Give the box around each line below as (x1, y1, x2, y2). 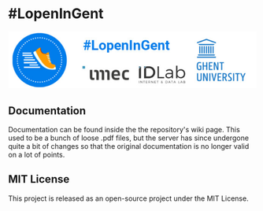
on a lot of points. (8, 150, 65, 160)
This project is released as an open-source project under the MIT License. (8, 194, 250, 203)
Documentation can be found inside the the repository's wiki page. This (8, 125, 240, 135)
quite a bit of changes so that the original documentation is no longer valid (8, 142, 250, 151)
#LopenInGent (8, 5, 104, 23)
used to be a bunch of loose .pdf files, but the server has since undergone (8, 133, 250, 143)
